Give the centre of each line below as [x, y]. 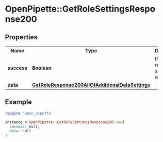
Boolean [42, 68]
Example [18, 102]
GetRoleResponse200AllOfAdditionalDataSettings [91, 85]
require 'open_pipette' [29, 113]
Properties [21, 37]
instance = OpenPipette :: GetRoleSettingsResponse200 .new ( [65, 122]
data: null [20, 131]
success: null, [25, 126]
